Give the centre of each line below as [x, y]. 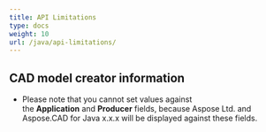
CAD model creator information [97, 78]
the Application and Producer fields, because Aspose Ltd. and [137, 109]
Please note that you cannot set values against [107, 99]
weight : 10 [29, 34]
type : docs [29, 26]
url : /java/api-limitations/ [63, 42]
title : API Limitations [53, 17]
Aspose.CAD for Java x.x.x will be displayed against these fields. [140, 118]
